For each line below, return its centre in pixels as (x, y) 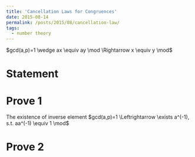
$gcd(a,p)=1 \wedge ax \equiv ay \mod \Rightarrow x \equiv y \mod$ (89, 50)
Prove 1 (24, 101)
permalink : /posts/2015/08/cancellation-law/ (63, 22)
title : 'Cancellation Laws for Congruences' (62, 11)
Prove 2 (25, 147)
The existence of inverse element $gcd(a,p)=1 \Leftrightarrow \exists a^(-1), (98, 117)
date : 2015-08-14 (27, 17)
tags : (13, 28)
